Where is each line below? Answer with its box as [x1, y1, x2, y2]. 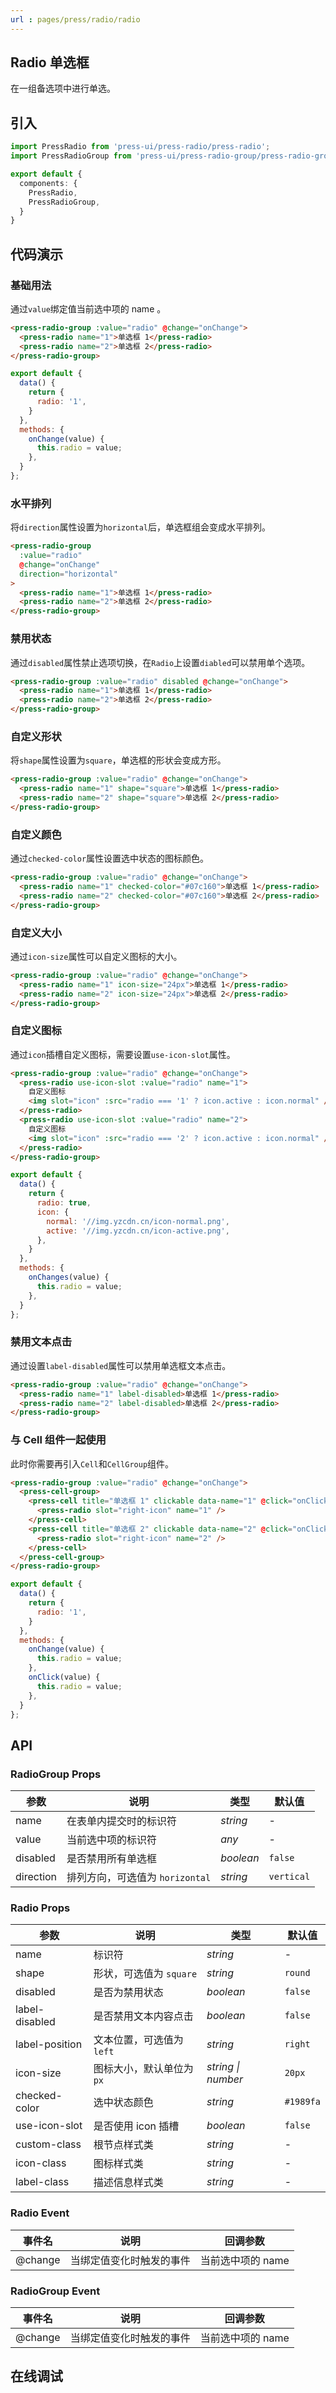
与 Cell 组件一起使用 [10, 1433, 107, 1447]
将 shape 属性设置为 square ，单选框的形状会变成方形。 [10, 754, 227, 766]
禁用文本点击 [10, 1335, 73, 1349]
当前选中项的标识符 [66, 1833, 158, 1847]
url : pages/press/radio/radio [10, 14, 141, 25]
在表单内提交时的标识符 [66, 1814, 178, 1828]
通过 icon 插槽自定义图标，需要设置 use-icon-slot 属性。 [10, 1048, 236, 1060]
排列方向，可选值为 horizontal [66, 1871, 212, 1885]
